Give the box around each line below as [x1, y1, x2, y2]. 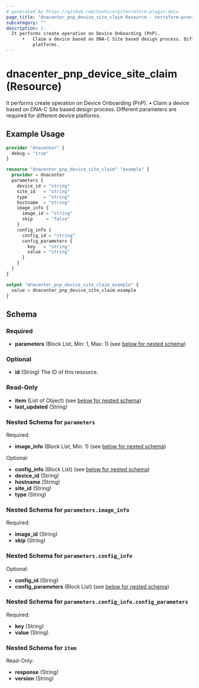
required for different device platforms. [6, 112, 101, 119]
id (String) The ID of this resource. [14, 368, 99, 376]
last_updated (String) [14, 403, 68, 410]
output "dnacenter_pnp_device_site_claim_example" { [6, 282, 139, 288]
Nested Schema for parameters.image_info [6, 506, 130, 514]
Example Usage [6, 129, 65, 139]
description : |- [6, 25, 46, 31]
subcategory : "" [6, 20, 46, 25]
